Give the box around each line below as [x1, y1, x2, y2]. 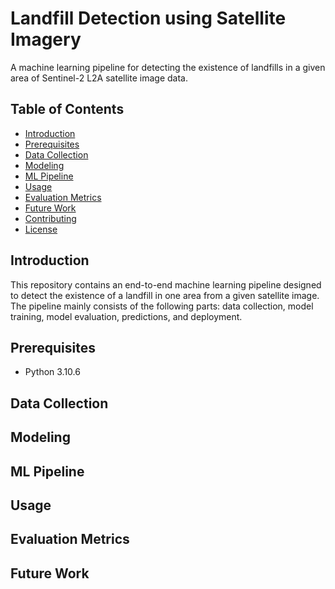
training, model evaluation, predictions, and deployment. [10, 310, 243, 322]
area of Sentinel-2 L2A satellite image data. [10, 72, 188, 84]
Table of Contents [10, 101, 125, 118]
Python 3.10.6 [24, 366, 81, 378]
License [24, 223, 58, 235]
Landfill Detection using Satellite [10, 7, 287, 30]
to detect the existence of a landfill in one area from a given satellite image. [10, 289, 320, 301]
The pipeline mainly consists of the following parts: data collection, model [10, 300, 314, 312]
